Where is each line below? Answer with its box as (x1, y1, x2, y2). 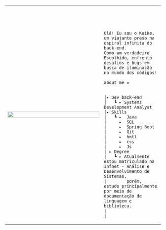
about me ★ (103, 80, 129, 85)
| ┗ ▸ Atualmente (103, 154, 150, 159)
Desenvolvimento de (103, 169, 150, 174)
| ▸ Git (103, 129, 134, 135)
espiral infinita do (103, 40, 152, 46)
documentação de (103, 193, 142, 199)
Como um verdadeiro (103, 50, 150, 56)
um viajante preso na (103, 36, 155, 41)
